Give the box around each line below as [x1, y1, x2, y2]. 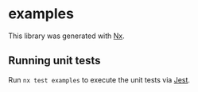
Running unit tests [8, 54, 101, 67]
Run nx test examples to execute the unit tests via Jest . [8, 75, 191, 84]
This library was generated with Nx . [8, 31, 125, 40]
